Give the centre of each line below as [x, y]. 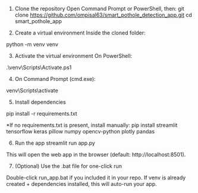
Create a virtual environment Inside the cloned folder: [80, 33]
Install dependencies [40, 102]
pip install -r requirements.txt [42, 113]
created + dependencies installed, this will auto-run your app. [82, 184]
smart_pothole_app [38, 21]
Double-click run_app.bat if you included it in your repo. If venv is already [96, 178]
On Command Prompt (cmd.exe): [55, 79]
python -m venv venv [32, 44]
